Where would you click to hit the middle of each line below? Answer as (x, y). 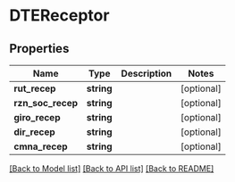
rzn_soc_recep (46, 103)
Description (147, 74)
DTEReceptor (59, 16)
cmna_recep (41, 146)
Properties (39, 49)
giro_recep (37, 117)
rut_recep (35, 88)
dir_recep (34, 132)
